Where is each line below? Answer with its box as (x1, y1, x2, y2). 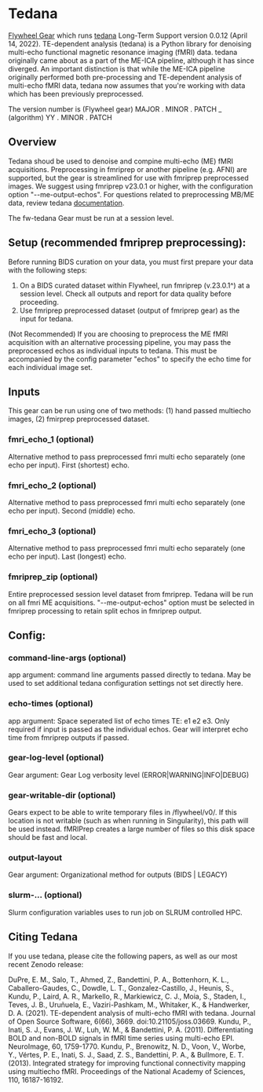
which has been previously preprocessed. (8, 89, 144, 98)
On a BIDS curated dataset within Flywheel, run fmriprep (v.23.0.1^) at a (19, 280, 250, 290)
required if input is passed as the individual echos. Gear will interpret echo (8, 724, 249, 734)
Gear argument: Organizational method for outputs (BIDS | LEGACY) (8, 870, 228, 880)
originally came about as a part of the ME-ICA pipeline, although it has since (8, 56, 255, 65)
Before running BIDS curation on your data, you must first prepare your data (8, 257, 254, 266)
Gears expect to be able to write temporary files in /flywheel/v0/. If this (8, 808, 237, 817)
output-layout (8, 852, 63, 863)
